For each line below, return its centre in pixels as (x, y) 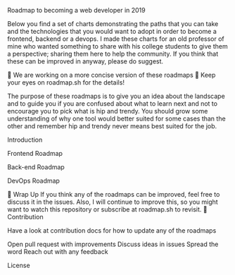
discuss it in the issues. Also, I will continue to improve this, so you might (113, 202)
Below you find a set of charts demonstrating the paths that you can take (113, 24)
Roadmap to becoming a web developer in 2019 (76, 10)
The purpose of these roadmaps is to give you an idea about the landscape (116, 96)
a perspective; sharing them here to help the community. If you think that (113, 54)
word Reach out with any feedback (58, 252)
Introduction (25, 140)
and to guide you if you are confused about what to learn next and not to (113, 104)
